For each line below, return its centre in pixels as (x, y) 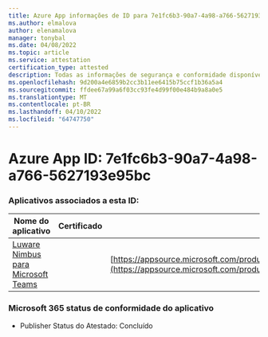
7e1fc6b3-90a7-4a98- (181, 159)
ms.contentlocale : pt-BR (49, 104)
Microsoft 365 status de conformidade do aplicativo (111, 308)
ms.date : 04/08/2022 (43, 45)
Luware (26, 245)
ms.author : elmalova (43, 23)
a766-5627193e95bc (80, 176)
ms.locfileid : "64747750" (51, 120)
